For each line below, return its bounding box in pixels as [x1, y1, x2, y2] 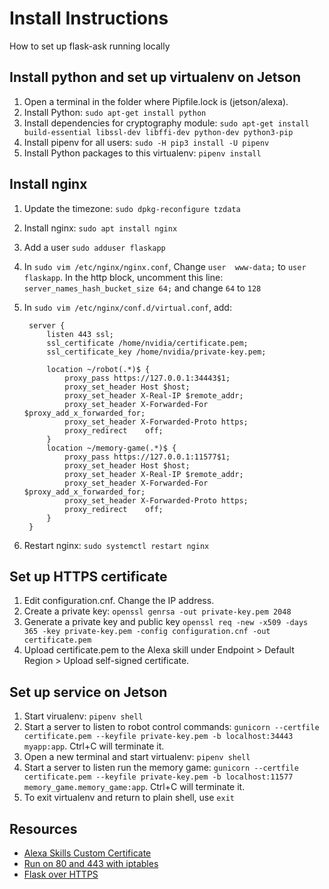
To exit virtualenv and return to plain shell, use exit [23, 792, 235, 804]
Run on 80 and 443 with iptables [23, 858, 159, 869]
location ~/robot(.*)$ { [46, 364, 151, 374]
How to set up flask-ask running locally [9, 40, 171, 52]
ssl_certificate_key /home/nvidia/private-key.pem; [46, 347, 267, 357]
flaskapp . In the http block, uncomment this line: [23, 271, 224, 283]
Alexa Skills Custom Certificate [23, 847, 152, 859]
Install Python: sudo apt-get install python [23, 106, 207, 118]
